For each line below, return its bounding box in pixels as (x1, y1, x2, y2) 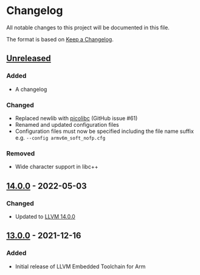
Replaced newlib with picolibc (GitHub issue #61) (15, 114, 138, 122)
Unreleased (6, 53, 52, 64)
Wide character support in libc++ (15, 163, 98, 171)
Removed (6, 149, 35, 157)
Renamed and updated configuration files (15, 121, 120, 128)
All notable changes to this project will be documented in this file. (6, 24, 170, 31)
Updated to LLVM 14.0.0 (15, 213, 76, 220)
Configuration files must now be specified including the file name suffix (15, 127, 195, 135)
